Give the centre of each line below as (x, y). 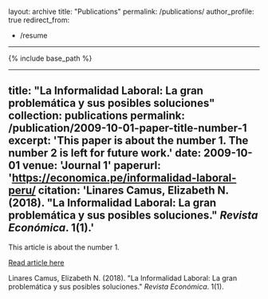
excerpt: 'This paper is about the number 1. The (128, 141)
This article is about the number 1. (64, 247)
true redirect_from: (39, 20)
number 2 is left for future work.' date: (105, 153)
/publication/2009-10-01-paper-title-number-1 (128, 128)
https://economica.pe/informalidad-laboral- (124, 178)
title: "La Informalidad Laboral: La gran (106, 91)
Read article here (36, 262)
